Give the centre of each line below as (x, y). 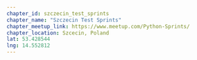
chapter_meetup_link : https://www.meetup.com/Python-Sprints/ (98, 26)
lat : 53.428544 (28, 39)
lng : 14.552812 (28, 46)
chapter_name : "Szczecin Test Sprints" (64, 20)
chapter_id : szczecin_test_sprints (58, 13)
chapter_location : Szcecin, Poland (58, 33)
